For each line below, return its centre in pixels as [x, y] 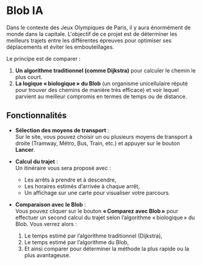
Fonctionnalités [37, 115]
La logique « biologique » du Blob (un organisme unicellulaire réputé [101, 83]
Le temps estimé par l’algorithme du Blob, [77, 242]
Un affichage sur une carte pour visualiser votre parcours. [97, 193]
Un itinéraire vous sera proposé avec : [63, 168]
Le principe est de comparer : [44, 58]
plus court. [29, 77]
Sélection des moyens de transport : [62, 130]
